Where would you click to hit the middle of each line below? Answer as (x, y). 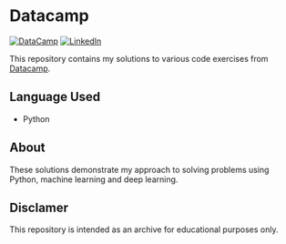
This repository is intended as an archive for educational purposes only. (144, 229)
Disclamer (39, 207)
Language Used (55, 97)
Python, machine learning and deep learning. (94, 179)
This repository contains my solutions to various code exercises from (139, 58)
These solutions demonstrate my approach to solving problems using (139, 169)
